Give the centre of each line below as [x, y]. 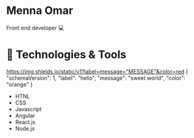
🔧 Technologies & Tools [66, 55]
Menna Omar [40, 11]
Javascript [28, 109]
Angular [25, 116]
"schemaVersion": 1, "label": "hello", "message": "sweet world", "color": [96, 78]
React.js [25, 122]
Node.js [25, 128]
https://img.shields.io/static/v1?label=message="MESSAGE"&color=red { [97, 71]
